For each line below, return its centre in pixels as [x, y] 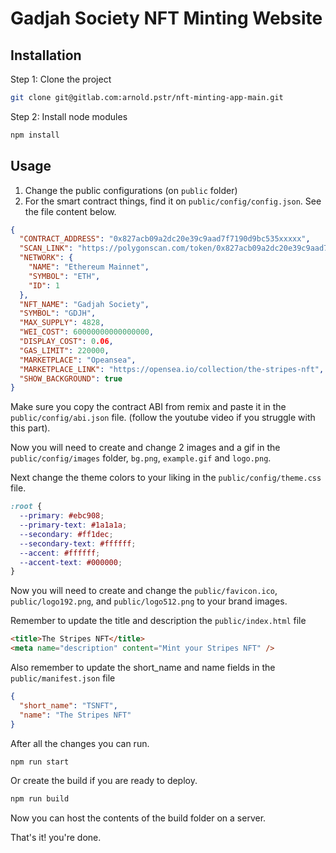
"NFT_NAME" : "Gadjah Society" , [84, 304]
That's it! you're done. [56, 838]
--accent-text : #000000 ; [71, 562]
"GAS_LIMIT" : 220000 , [64, 350]
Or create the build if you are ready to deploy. [104, 781]
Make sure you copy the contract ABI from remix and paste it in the [148, 407]
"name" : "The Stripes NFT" [75, 715]
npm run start [40, 762]
